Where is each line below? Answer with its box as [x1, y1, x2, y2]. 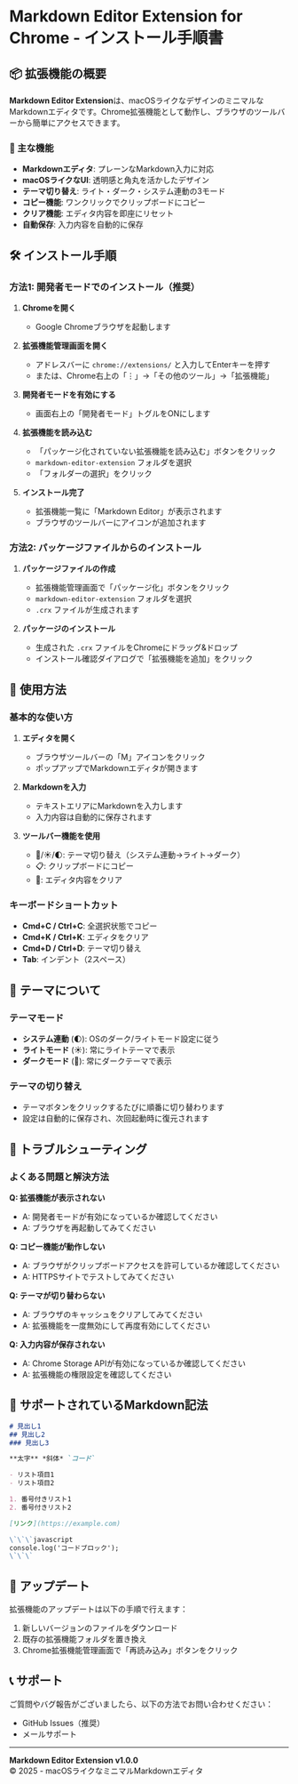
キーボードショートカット [9, 898, 119, 911]
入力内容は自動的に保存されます [35, 811, 153, 822]
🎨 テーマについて [9, 983, 102, 998]
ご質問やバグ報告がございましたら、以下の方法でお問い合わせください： [9, 1699, 273, 1709]
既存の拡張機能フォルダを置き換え [21, 1634, 147, 1644]
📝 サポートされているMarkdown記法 [9, 1398, 208, 1413]
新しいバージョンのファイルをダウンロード [21, 1623, 178, 1634]
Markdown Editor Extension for [9, 6, 243, 27]
